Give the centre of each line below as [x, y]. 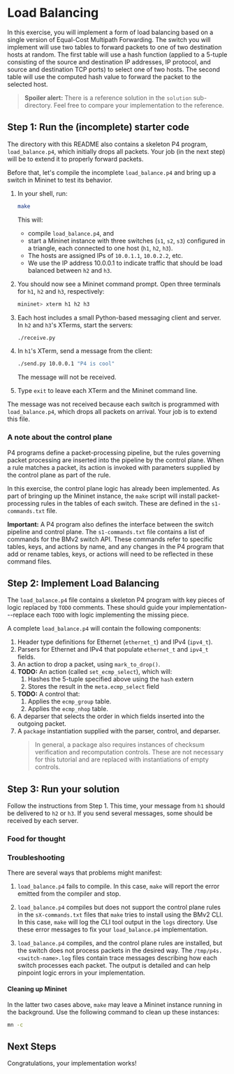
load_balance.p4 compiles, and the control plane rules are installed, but [120, 943]
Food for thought [37, 839]
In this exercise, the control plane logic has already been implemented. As [114, 488]
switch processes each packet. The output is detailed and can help [114, 966]
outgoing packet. [42, 724]
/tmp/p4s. [208, 951]
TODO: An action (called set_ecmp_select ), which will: [95, 672]
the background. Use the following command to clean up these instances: [114, 1012]
